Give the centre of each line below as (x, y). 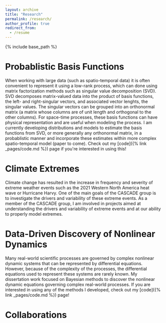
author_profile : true (27, 23)
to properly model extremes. (34, 214)
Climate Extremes (42, 169)
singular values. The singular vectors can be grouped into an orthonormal (80, 106)
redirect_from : (21, 28)
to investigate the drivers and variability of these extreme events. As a (76, 198)
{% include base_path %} (31, 47)
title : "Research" (24, 14)
